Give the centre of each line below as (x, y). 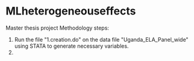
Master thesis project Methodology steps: (58, 28)
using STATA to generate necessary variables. (71, 46)
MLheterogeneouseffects (71, 11)
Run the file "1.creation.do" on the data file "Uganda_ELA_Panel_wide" (101, 39)
